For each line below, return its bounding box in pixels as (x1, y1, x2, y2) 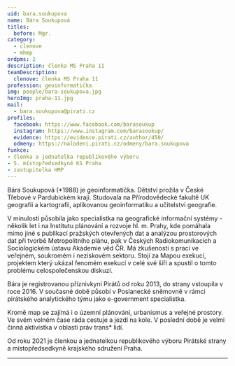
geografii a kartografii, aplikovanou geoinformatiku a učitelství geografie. (7, 200, 218, 209)
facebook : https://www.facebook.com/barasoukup (13, 120, 155, 128)
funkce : (7, 147, 30, 154)
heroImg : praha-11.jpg (7, 95, 73, 102)
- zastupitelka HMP (7, 166, 64, 174)
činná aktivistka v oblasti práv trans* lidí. (7, 323, 124, 331)
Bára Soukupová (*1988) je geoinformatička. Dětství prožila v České (7, 185, 204, 194)
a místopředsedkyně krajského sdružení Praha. (7, 344, 143, 352)
